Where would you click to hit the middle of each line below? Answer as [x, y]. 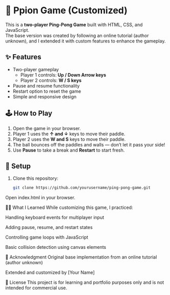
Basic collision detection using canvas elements [56, 247]
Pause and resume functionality [46, 86]
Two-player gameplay [36, 69]
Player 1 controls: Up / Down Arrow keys [63, 75]
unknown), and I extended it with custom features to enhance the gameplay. [86, 41]
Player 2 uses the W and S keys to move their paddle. [69, 139]
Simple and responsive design [45, 96]
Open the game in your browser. [47, 128]
